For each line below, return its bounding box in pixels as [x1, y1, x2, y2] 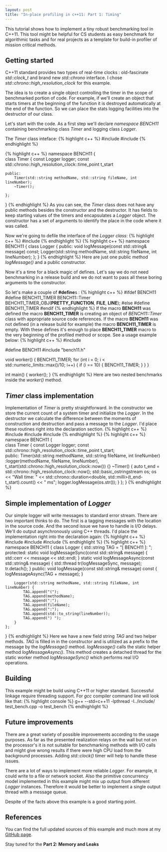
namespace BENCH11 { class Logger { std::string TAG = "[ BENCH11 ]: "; [5, 544, 153, 550]
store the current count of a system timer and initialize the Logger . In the [5, 410, 154, 416]
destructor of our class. [5, 111, 53, 117]
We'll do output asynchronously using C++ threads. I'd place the [5, 528, 138, 534]
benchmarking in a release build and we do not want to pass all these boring [5, 274, 162, 280]
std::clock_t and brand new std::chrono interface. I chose [5, 75, 123, 81]
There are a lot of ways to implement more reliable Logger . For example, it [5, 767, 157, 773]
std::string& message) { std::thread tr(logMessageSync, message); [5, 560, 142, 566]
